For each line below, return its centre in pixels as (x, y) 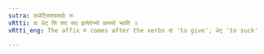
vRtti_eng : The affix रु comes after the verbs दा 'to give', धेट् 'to (122, 30)
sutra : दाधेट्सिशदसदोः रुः (41, 15)
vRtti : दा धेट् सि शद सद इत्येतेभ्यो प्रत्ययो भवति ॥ (73, 23)
